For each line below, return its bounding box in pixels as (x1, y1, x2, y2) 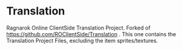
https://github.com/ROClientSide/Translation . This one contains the (6, 30, 177, 37)
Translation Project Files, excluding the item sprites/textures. (6, 37, 158, 44)
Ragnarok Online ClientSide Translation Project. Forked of (6, 24, 151, 31)
